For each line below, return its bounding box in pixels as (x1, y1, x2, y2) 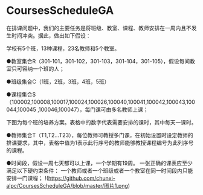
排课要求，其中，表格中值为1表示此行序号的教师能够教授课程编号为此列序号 (6, 139, 194, 146)
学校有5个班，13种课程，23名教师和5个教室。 (6, 45, 120, 52)
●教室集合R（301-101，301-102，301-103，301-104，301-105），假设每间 (6, 57, 190, 65)
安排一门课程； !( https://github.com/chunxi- (6, 174, 116, 182)
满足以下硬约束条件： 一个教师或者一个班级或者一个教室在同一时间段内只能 (6, 167, 193, 174)
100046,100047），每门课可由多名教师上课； (38, 106, 149, 113)
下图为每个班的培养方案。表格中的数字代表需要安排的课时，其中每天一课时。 (6, 118, 197, 126)
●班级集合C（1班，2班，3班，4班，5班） (6, 78, 110, 85)
